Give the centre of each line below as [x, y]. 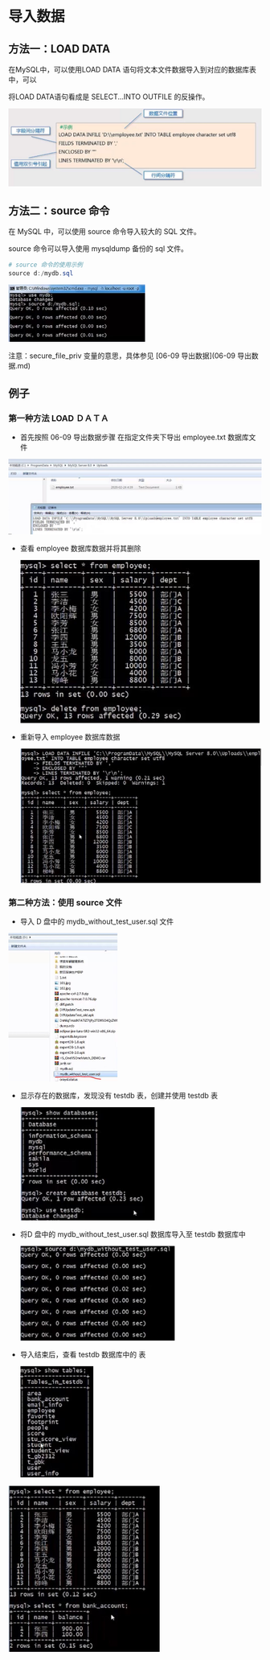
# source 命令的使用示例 [45, 265]
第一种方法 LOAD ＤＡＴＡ [59, 418]
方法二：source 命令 [59, 210]
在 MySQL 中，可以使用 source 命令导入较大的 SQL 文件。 [104, 232]
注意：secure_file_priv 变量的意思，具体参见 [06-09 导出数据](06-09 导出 [130, 356]
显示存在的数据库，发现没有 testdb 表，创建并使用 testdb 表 [119, 1096]
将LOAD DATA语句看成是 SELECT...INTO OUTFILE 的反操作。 [109, 97]
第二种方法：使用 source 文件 [65, 903]
